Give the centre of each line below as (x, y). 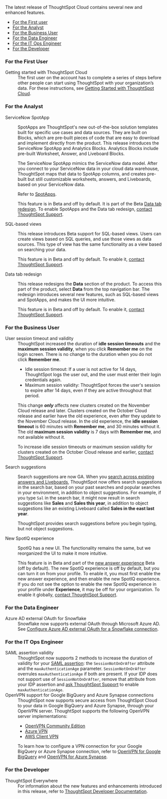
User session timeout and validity (39, 338)
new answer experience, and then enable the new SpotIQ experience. (89, 579)
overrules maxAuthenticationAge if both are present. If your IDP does (87, 674)
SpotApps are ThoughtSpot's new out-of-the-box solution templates (88, 127)
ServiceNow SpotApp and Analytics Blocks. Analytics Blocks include (88, 148)
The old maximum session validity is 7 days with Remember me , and (89, 432)
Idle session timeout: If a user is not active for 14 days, (81, 369)
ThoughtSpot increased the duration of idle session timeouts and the (89, 343)
